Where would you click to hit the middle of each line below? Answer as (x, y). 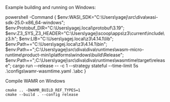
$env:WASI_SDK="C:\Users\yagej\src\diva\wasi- (108, 17)
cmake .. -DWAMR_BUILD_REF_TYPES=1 (43, 90)
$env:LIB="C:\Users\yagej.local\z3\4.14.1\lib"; (66, 39)
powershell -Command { (31, 17)
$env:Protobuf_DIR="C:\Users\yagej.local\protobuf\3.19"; (65, 28)
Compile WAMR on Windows (35, 81)
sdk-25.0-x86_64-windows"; (35, 23)
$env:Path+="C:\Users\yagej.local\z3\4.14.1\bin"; (56, 44)
